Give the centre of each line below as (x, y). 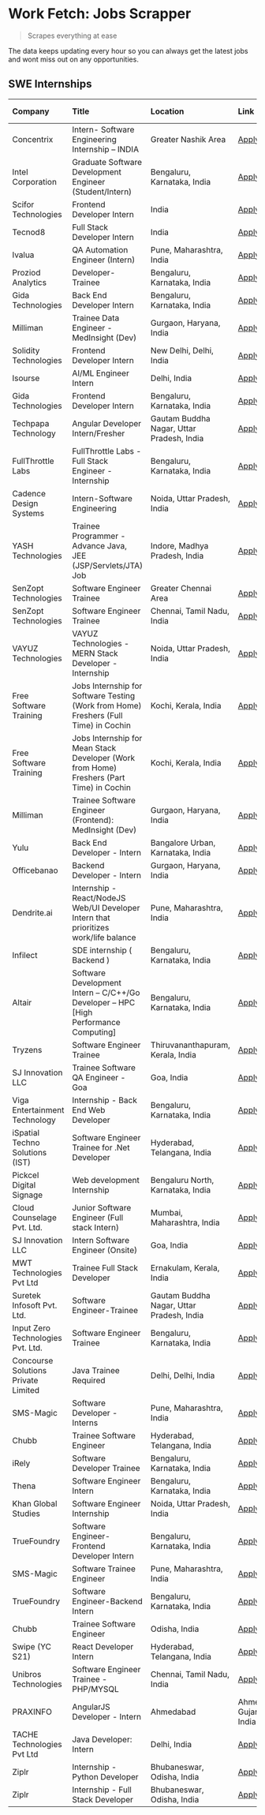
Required (89, 1380)
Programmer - (99, 536)
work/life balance (104, 937)
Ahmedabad (173, 1712)
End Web (89, 1110)
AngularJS (91, 1707)
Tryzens (27, 1050)
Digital (24, 1184)
